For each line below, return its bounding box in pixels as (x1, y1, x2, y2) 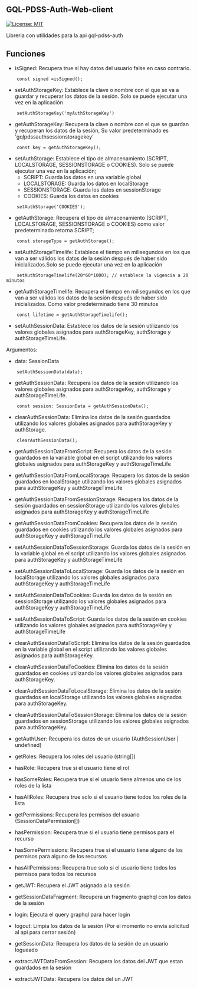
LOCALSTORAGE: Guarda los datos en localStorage (23, 180, 149, 187)
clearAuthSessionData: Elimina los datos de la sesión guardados (14, 413, 171, 420)
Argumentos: (6, 346, 38, 353)
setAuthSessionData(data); (17, 368, 83, 375)
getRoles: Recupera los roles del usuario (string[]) (14, 753, 136, 760)
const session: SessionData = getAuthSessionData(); (17, 403, 149, 409)
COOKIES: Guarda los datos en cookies (23, 192, 119, 199)
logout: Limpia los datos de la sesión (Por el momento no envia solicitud (14, 922, 189, 929)
